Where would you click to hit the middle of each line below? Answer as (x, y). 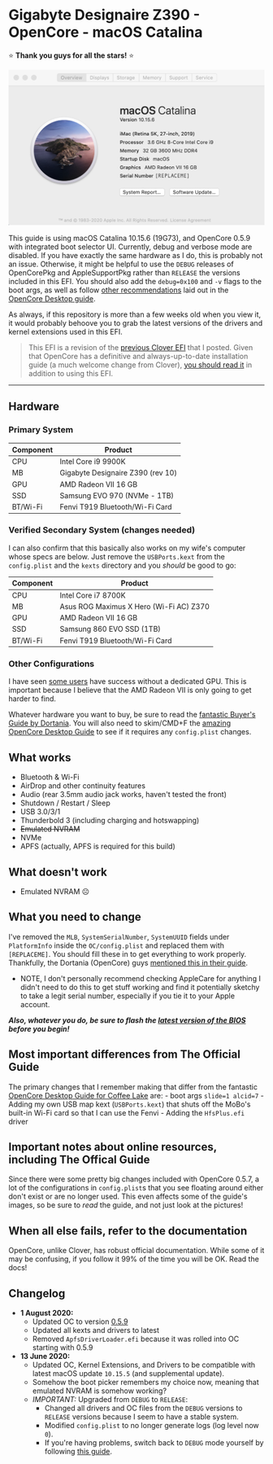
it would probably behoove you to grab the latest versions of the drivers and (135, 322)
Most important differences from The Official (125, 1055)
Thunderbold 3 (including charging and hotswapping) (110, 821)
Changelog (37, 1293)
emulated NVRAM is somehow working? (100, 1391)
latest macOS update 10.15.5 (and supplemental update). (128, 1374)
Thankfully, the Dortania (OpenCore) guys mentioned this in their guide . (128, 962)
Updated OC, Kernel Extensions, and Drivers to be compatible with (144, 1365)
